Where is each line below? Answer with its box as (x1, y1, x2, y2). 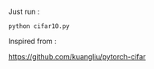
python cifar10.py (8, 22, 70, 30)
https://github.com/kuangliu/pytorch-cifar (8, 52, 146, 61)
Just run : (8, 7, 40, 16)
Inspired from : (8, 36, 57, 46)
